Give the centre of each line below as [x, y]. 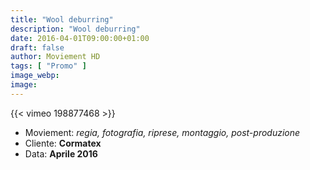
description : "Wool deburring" [75, 29]
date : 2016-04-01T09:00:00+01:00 [80, 38]
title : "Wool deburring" [62, 19]
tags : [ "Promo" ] [48, 66]
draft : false [37, 47]
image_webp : [35, 76]
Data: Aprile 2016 [61, 153]
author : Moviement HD [55, 57]
